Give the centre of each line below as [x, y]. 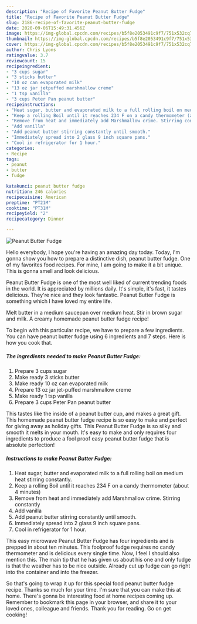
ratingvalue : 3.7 [27, 55]
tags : [13, 159]
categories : [21, 148]
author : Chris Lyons [31, 50]
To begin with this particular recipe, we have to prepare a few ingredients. [95, 330]
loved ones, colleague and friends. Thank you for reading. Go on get [89, 608]
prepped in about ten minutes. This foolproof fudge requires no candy [91, 547]
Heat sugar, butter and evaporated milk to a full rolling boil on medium [99, 473]
